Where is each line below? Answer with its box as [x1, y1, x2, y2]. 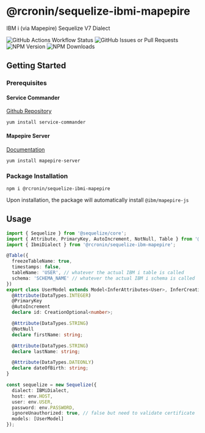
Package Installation [6, 172, 68, 180]
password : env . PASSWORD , [12, 404, 75, 410]
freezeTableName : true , [12, 258, 72, 264]
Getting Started [6, 60, 67, 71]
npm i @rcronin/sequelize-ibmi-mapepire [6, 185, 111, 192]
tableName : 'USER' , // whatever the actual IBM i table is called [12, 270, 184, 276]
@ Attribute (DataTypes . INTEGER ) [12, 292, 92, 299]
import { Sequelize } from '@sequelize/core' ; [6, 230, 127, 236]
